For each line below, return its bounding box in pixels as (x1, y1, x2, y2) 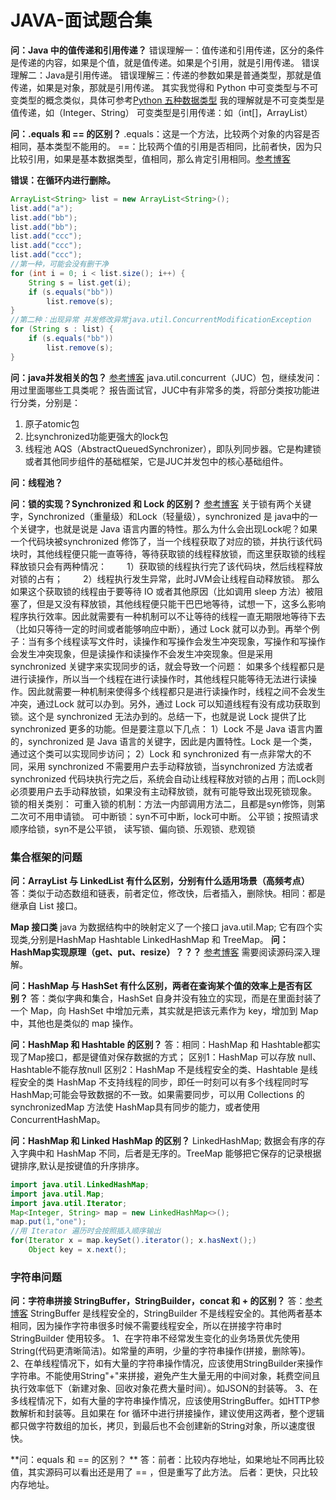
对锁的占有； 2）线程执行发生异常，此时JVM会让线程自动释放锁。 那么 (10, 572, 320, 585)
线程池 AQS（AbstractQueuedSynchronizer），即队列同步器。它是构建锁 (24, 442, 322, 455)
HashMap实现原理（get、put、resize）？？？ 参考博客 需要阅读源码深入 (10, 946, 312, 958)
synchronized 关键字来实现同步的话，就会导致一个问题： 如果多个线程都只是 (10, 660, 326, 672)
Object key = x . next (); (28, 1245, 128, 1255)
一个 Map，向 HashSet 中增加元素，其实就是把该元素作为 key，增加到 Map (10, 1004, 319, 1016)
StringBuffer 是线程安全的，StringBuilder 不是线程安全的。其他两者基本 (29, 1307, 323, 1320)
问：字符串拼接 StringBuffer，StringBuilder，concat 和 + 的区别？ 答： (10, 1295, 306, 1307)
